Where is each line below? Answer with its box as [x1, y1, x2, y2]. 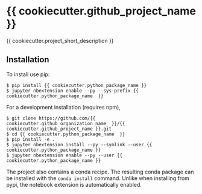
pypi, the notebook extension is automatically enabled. [6, 181, 142, 188]
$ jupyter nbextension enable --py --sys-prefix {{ [6, 88, 139, 94]
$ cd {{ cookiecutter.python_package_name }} [6, 131, 125, 137]
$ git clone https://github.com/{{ [6, 115, 96, 121]
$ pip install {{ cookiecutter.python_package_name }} [6, 82, 147, 88]
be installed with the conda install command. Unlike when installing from [6, 174, 190, 182]
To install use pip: [6, 71, 50, 78]
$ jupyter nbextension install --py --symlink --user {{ [6, 141, 153, 147]
